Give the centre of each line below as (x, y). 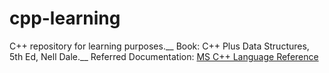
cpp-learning (65, 18)
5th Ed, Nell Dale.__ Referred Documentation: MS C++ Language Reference (164, 56)
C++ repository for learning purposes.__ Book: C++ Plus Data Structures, (159, 46)
